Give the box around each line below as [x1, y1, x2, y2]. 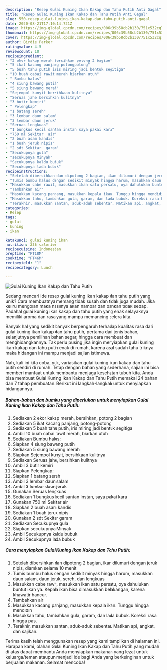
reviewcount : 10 [5, 49, 39, 54]
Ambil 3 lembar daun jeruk [12, 483, 67, 489]
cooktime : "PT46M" [5, 256, 44, 261]
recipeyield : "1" [5, 261, 42, 266]
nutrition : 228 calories [5, 242, 57, 247]
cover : [5, 35, 19, 40]
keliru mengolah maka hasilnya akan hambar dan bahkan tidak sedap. [5, 303, 148, 309]
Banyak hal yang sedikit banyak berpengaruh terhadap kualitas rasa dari [5, 323, 153, 329]
